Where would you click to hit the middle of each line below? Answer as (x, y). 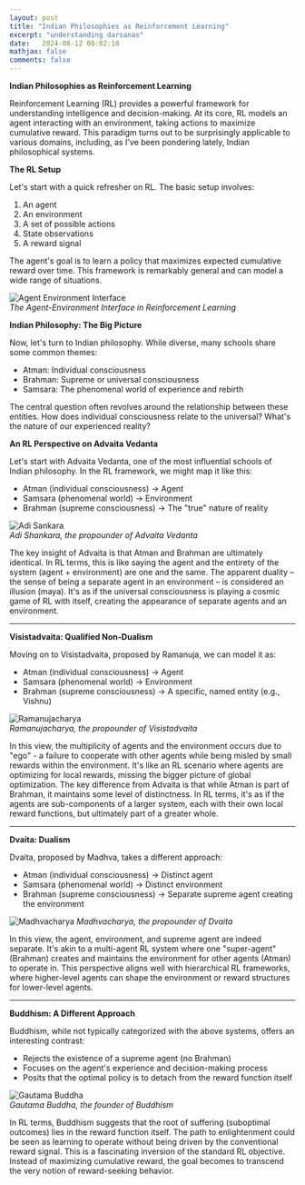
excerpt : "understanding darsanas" (77, 35)
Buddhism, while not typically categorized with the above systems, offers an (152, 1031)
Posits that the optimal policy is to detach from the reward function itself (157, 1077)
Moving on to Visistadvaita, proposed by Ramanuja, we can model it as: (143, 654)
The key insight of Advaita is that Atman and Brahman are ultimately (136, 553)
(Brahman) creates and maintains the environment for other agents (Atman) (150, 958)
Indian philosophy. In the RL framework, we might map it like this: (131, 471)
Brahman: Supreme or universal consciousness (111, 379)
